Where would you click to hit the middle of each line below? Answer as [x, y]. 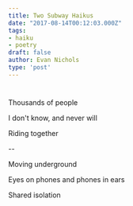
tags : [17, 30]
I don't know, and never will [53, 118]
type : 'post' [30, 68]
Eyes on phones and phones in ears [66, 179]
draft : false [30, 52]
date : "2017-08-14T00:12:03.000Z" [65, 23]
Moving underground [43, 164]
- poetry [23, 45]
